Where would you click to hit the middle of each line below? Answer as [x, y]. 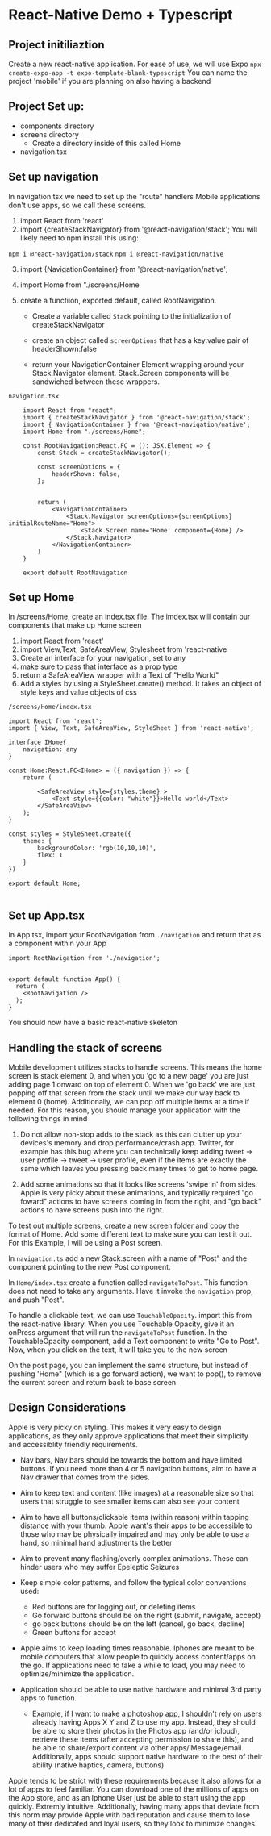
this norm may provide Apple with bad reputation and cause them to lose [129, 1815]
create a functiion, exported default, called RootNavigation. [118, 300]
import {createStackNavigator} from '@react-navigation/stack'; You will [139, 229]
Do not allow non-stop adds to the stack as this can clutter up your [131, 1134]
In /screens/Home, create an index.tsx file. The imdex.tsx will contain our [129, 617]
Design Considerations [67, 1408]
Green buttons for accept [74, 1632]
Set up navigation [54, 177]
